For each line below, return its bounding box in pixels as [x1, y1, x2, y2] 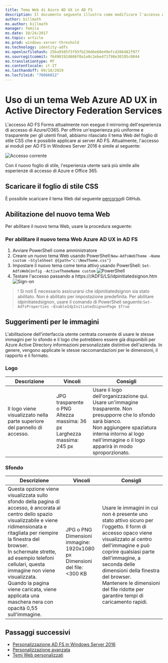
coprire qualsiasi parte [102, 548, 155, 555]
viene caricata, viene [7, 586, 56, 593]
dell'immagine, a [102, 555, 141, 562]
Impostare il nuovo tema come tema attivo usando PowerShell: [12, 262, 141, 269]
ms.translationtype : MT [5, 59, 55, 64]
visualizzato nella [7, 411, 48, 418]
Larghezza [56, 430, 81, 437]
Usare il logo [92, 386, 122, 393]
